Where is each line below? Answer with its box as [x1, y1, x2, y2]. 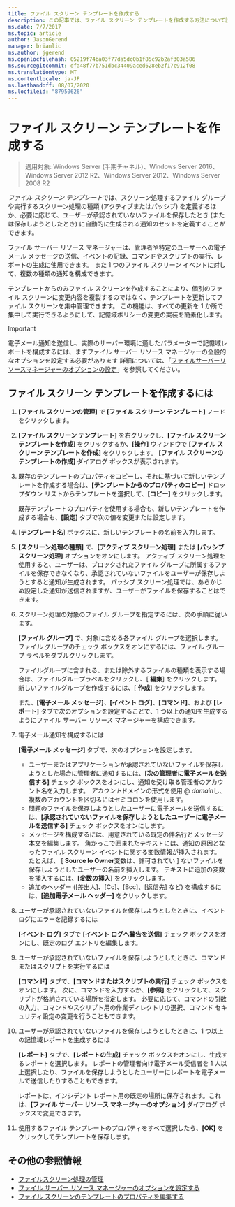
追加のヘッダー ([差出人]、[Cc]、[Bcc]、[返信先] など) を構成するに [28, 882, 222, 891]
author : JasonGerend [8, 36, 68, 43]
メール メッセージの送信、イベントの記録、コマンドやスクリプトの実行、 [8, 252, 218, 261]
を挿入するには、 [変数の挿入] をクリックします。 [28, 874, 169, 882]
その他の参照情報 [8, 1155, 82, 1167]
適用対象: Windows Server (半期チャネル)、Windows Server [24, 162, 197, 171]
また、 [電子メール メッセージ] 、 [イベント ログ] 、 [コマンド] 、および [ [17, 698, 217, 707]
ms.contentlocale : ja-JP [8, 75, 80, 82]
